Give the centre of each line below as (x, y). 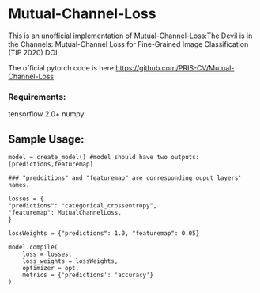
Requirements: (37, 97)
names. (19, 185)
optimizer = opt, (51, 268)
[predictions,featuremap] (51, 164)
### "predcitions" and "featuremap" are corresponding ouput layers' (125, 178)
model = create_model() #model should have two (88, 158)
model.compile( (33, 247)
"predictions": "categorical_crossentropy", (83, 206)
